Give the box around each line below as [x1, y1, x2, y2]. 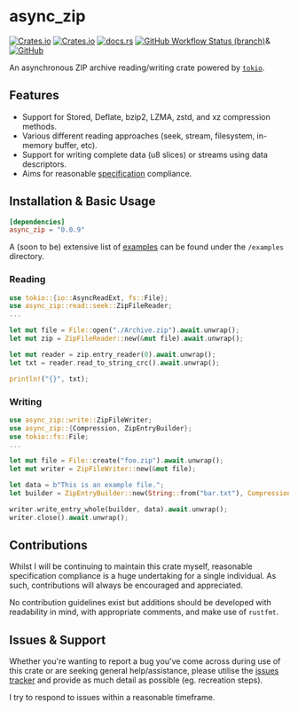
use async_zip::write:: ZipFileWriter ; [9, 415, 153, 424]
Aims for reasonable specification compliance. [21, 168, 192, 178]
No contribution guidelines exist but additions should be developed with [9, 597, 272, 608]
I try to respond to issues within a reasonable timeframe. [9, 692, 216, 703]
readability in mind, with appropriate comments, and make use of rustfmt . [9, 606, 279, 618]
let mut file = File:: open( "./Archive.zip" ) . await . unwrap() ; [9, 326, 240, 335]
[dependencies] [9, 217, 66, 226]
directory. [9, 251, 44, 262]
